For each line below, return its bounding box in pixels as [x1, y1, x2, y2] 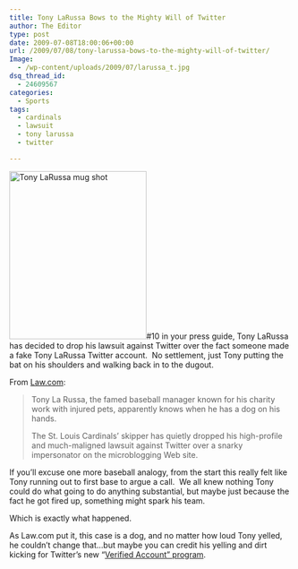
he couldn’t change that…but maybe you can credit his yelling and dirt [9, 539, 268, 550]
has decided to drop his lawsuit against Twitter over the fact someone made [9, 340, 289, 350]
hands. [30, 413, 57, 424]
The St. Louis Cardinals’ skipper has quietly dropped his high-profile [30, 430, 284, 441]
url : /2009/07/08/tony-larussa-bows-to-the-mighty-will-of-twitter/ [9, 47, 270, 56]
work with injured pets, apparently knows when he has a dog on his [30, 403, 280, 414]
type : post [9, 30, 50, 39]
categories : [9, 88, 54, 97]
